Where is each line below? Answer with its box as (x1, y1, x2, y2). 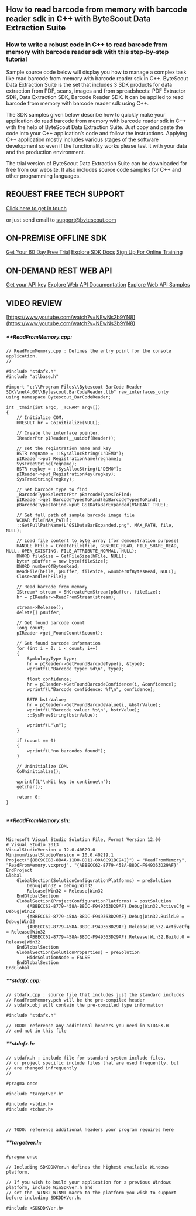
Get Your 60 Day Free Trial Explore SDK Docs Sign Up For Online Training (6, 248, 183, 256)
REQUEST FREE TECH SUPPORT (6, 189, 125, 199)
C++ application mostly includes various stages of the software (6, 136, 159, 143)
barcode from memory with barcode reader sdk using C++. (6, 100, 149, 107)
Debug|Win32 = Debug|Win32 (27, 883, 93, 888)
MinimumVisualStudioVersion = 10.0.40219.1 (6, 852, 114, 858)
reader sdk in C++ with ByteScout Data (6, 14, 151, 24)
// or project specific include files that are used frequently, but (6, 1060, 180, 1066)
